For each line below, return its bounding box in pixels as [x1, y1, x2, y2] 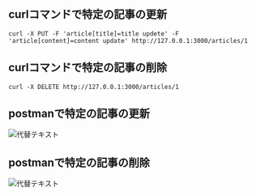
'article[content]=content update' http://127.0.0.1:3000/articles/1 [8, 36, 249, 45]
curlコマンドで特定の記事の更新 [8, 7, 168, 22]
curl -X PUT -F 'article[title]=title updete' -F [8, 29, 180, 38]
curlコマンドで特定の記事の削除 [8, 61, 168, 75]
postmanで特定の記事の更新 [8, 107, 150, 121]
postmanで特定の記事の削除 [8, 156, 150, 169]
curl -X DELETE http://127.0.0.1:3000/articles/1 [8, 83, 180, 91]
